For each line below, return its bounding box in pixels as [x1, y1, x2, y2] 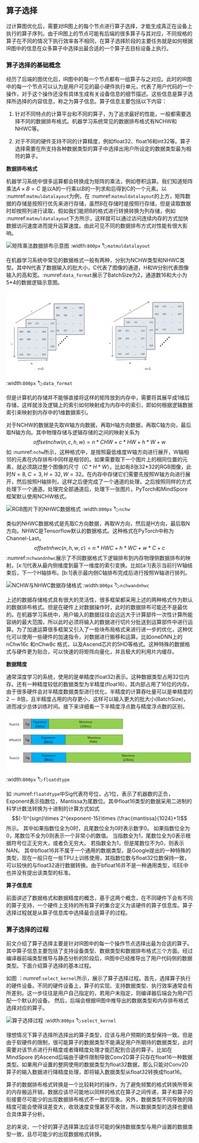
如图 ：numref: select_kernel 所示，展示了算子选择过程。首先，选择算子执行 [6, 975, 191, 982]
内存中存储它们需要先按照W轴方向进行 [91, 470, 185, 478]
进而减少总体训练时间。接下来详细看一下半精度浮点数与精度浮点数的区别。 [6, 703, 188, 710]
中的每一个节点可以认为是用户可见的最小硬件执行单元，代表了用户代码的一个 [6, 83, 193, 90]
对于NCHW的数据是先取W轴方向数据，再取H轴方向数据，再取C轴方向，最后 [6, 421, 191, 428]
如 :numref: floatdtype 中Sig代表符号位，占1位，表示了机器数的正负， [6, 790, 174, 797]
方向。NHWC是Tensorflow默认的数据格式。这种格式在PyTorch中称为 [6, 527, 174, 534]
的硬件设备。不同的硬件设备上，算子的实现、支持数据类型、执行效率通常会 [6, 982, 188, 990]
